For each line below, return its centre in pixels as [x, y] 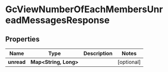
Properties [22, 39]
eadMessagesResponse [57, 20]
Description [98, 53]
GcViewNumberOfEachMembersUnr [84, 9]
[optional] [129, 62]
